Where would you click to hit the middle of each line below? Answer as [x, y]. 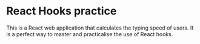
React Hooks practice [62, 11]
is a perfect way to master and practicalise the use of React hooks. [90, 34]
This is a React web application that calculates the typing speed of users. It [100, 28]
